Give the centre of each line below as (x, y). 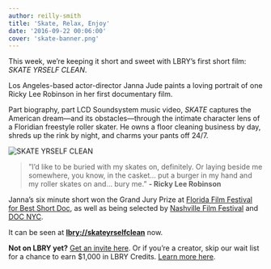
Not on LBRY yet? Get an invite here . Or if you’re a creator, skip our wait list (134, 248)
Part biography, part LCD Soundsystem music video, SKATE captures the (130, 110)
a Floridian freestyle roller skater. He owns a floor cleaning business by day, (135, 127)
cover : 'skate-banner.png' (54, 38)
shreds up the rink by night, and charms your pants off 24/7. (108, 136)
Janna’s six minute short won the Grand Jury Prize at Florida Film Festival (131, 200)
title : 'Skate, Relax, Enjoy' (59, 23)
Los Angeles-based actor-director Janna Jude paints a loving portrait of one (135, 86)
